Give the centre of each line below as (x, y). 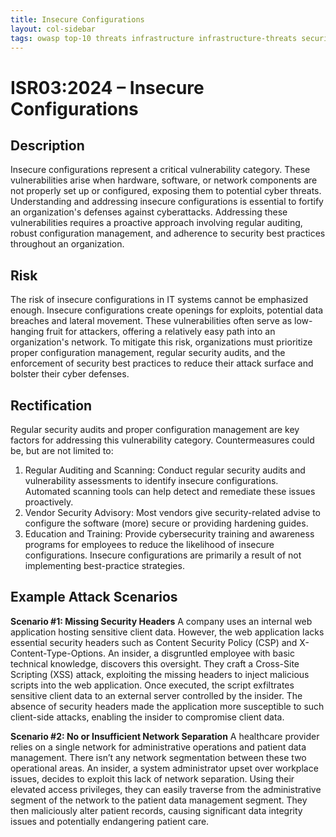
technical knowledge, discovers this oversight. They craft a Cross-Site (155, 663)
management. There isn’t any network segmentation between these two (158, 757)
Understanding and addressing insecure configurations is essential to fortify (167, 202)
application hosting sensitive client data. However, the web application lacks (167, 632)
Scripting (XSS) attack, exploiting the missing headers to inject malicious (160, 674)
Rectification (51, 405)
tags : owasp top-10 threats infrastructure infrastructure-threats (154, 38)
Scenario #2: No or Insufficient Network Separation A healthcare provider (165, 736)
